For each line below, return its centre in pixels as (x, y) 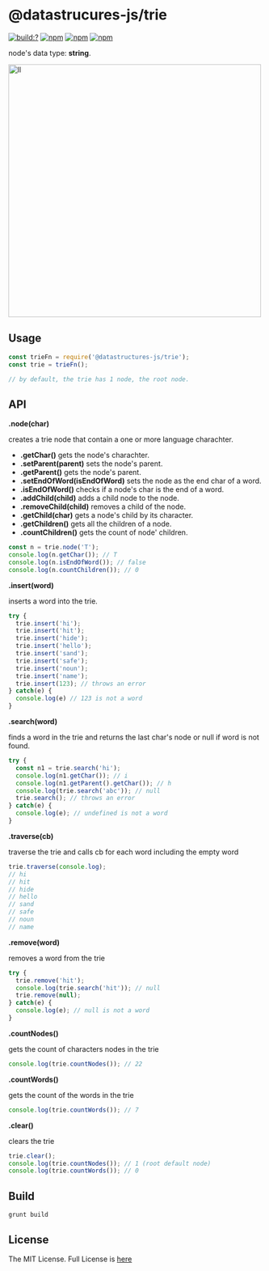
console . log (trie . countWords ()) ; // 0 (74, 1171)
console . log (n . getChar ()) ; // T (63, 555)
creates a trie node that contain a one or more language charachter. (121, 439)
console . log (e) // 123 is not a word (79, 699)
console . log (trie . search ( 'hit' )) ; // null (88, 988)
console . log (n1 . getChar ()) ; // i (72, 775)
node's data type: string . (50, 53)
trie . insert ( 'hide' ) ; (52, 638)
